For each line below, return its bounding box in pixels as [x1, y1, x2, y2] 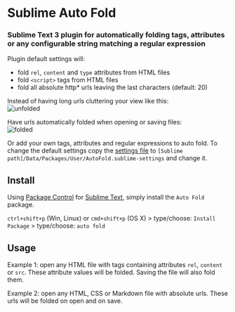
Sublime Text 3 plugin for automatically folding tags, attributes [7, 30, 226, 40]
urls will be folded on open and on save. [7, 297, 123, 305]
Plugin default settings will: [7, 55, 86, 63]
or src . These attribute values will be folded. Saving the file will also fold [7, 268, 215, 277]
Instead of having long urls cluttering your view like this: [7, 97, 169, 105]
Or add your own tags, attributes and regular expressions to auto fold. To [7, 139, 217, 148]
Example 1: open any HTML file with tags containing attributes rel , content [7, 261, 223, 269]
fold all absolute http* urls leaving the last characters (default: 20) [17, 83, 208, 92]
